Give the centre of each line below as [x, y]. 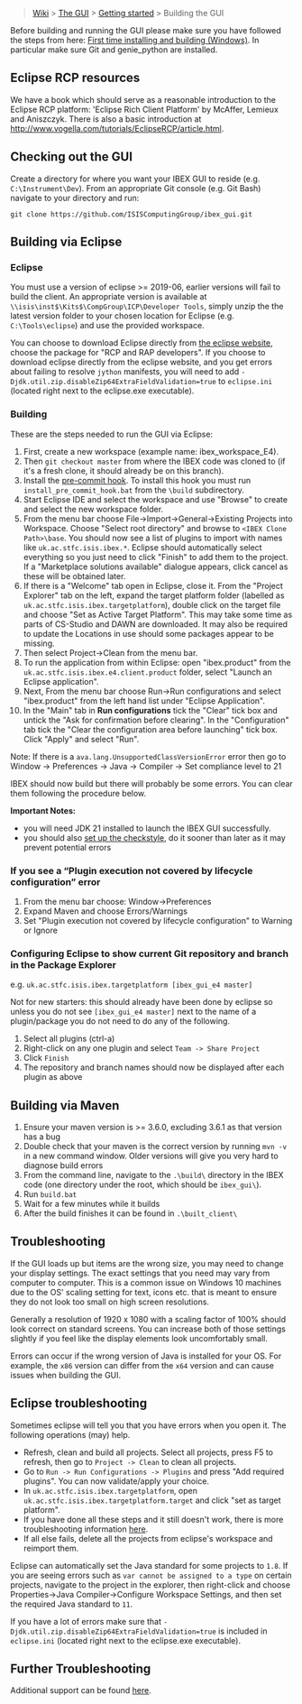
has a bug [42, 1137]
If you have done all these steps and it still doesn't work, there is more [153, 1519]
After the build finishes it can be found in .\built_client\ [130, 1213]
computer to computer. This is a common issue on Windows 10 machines [146, 1282]
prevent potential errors [67, 847]
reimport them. [51, 1548]
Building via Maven [65, 1105]
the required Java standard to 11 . [72, 1604]
